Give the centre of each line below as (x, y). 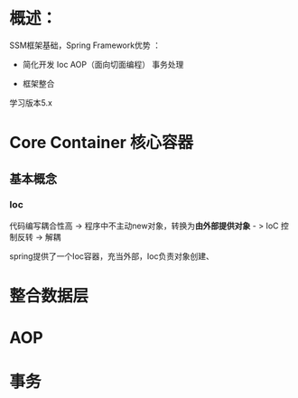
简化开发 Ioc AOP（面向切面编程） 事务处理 (103, 64)
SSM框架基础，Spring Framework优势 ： (85, 45)
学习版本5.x (31, 102)
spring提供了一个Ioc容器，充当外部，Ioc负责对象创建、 (112, 256)
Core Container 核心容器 (102, 143)
